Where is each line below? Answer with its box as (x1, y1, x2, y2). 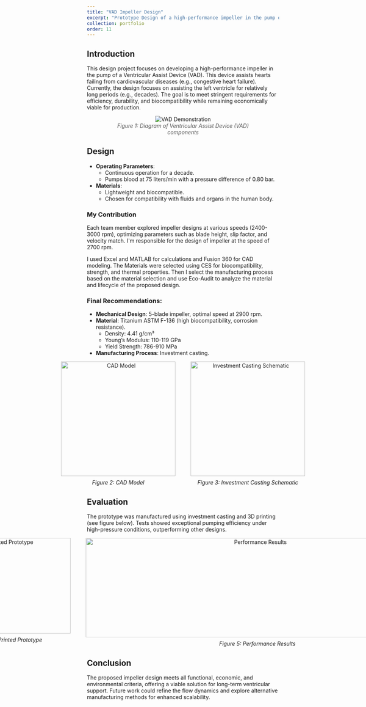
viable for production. (87, 104, 142, 111)
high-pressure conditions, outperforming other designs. (87, 526, 227, 533)
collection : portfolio (87, 20, 145, 26)
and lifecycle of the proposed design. (87, 282, 181, 289)
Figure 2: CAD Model (91, 479, 145, 486)
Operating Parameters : (95, 163, 155, 170)
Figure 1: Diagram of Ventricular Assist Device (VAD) (117, 122, 249, 130)
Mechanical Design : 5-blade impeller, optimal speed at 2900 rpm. (95, 310, 262, 318)
